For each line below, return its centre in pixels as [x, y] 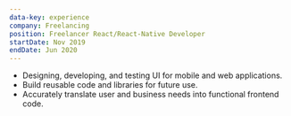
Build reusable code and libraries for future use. [110, 85]
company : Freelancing [50, 26]
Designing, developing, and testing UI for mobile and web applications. [152, 75]
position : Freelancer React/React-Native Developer [107, 34]
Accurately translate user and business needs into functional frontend [150, 95]
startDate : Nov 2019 [48, 42]
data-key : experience [50, 17]
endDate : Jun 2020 [43, 50]
